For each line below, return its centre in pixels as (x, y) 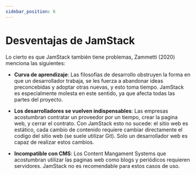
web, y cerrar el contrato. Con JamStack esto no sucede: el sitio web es (101, 123)
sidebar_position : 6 (31, 11)
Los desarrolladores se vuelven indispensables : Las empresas (91, 111)
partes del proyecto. (38, 99)
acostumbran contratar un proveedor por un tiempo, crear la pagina (96, 117)
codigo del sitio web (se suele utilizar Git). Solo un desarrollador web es (101, 136)
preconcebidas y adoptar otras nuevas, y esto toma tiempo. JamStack (99, 87)
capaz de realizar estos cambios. (54, 142)
